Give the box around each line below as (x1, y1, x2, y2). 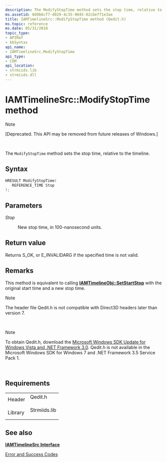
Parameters (5, 201, 42, 210)
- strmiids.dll (5, 73, 37, 78)
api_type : (5, 54, 26, 59)
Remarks (5, 266, 34, 275)
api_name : (5, 45, 26, 50)
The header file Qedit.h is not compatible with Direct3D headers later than (5, 304, 157, 310)
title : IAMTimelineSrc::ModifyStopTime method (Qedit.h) (5, 17, 126, 22)
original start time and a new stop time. (5, 285, 86, 291)
